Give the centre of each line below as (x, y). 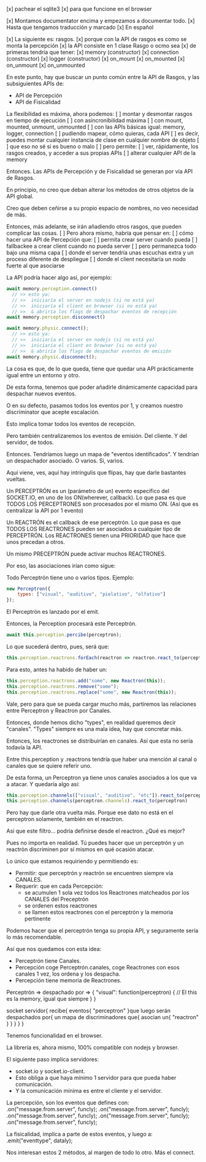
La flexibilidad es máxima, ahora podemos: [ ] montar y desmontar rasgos (100, 114)
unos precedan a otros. (36, 541)
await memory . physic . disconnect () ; (52, 357)
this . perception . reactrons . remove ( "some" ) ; (63, 686)
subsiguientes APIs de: (35, 83)
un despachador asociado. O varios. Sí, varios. (65, 461)
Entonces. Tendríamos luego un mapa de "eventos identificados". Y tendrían (103, 454)
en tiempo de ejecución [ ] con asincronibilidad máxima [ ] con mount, (95, 120)
